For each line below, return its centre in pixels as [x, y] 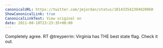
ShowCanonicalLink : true [30, 14]
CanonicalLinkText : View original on [43, 18]
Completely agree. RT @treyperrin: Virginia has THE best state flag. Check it [81, 36]
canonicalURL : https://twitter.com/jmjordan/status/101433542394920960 [79, 9]
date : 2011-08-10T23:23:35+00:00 [39, 23]
